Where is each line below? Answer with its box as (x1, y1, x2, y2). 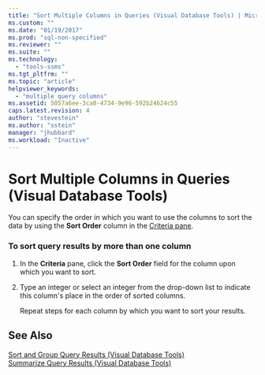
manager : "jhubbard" (8, 128, 77, 136)
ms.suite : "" (8, 48, 51, 56)
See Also (8, 329, 53, 343)
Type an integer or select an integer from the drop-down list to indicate (19, 282, 251, 291)
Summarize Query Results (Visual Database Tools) (8, 358, 172, 367)
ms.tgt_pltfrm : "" (8, 70, 69, 78)
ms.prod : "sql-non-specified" (8, 33, 108, 42)
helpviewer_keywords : (8, 84, 80, 93)
